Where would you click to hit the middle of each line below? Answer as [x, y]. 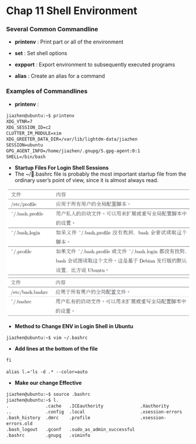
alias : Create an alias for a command [60, 76]
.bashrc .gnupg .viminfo [48, 436]
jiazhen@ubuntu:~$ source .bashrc [48, 395]
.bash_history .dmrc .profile [48, 418]
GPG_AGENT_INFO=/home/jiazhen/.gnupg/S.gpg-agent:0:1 [73, 151]
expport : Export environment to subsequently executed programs [95, 65]
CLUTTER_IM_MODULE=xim [34, 133]
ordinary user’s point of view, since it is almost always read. [87, 180]
